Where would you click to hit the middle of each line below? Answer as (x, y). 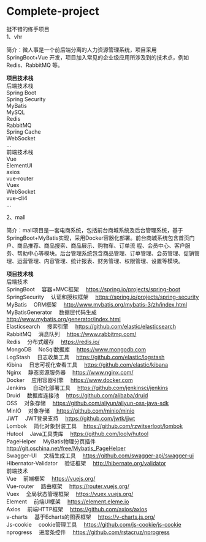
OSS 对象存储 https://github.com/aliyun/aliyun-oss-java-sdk (88, 403)
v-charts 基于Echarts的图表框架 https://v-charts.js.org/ (81, 517)
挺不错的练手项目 (28, 29)
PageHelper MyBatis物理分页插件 (51, 441)
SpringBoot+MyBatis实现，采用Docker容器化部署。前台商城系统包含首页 (98, 238)
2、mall (16, 217)
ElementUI (19, 165)
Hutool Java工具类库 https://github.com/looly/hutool (78, 433)
